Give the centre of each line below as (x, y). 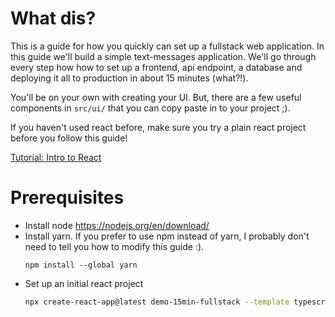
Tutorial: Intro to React (56, 157)
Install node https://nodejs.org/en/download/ (117, 225)
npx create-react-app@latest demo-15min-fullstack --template (157, 302)
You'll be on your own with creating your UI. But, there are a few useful (156, 97)
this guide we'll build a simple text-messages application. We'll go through (163, 56)
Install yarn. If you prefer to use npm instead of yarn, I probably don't (167, 236)
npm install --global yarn (81, 265)
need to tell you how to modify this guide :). (114, 246)
